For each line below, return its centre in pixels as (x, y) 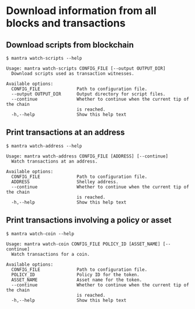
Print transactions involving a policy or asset (89, 220)
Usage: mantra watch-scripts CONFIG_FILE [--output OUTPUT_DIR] (86, 68)
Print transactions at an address (66, 133)
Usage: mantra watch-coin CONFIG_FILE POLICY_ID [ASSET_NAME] (83, 244)
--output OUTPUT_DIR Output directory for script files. (88, 94)
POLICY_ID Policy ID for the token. (76, 274)
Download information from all (81, 11)
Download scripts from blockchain (70, 45)
